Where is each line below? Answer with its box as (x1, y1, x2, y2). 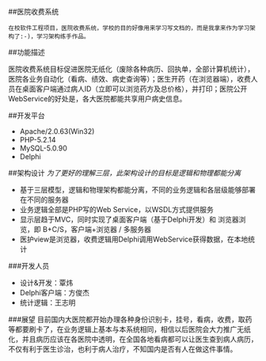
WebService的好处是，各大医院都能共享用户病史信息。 (8, 94, 187, 103)
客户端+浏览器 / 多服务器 (70, 225, 152, 234)
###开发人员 (8, 261, 50, 271)
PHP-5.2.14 (19, 135, 56, 144)
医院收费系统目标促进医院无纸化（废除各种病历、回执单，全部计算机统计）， (8, 64, 255, 74)
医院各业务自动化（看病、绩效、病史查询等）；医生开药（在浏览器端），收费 (8, 74, 251, 83)
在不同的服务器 (19, 195, 69, 204)
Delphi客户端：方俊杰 (19, 288, 89, 297)
